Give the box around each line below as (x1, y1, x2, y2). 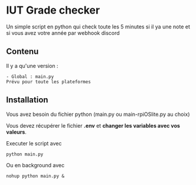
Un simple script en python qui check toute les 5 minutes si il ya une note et (6, 23, 191, 30)
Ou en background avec (6, 161, 65, 168)
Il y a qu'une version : (6, 62, 58, 69)
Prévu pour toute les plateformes (6, 79, 92, 85)
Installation (6, 95, 48, 105)
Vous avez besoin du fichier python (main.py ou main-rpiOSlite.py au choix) (6, 111, 190, 118)
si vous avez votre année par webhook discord (6, 29, 120, 36)
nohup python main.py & (6, 173, 65, 179)
